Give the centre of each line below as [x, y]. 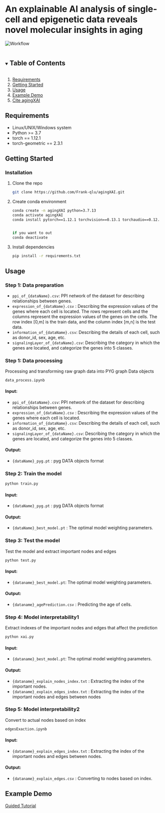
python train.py [22, 484]
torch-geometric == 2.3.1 [37, 143]
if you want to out [32, 233]
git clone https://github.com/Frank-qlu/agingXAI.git [68, 192]
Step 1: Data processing [34, 360]
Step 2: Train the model [33, 473]
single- [142, 9]
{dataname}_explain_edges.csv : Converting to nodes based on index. [82, 779]
